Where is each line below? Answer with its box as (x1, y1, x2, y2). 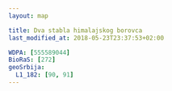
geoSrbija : (8, 64, 45, 72)
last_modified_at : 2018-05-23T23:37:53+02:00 (8, 34, 164, 42)
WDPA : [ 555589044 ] (8, 48, 70, 56)
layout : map (8, 11, 48, 20)
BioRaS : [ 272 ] (8, 56, 57, 64)
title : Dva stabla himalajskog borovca (8, 26, 143, 35)
